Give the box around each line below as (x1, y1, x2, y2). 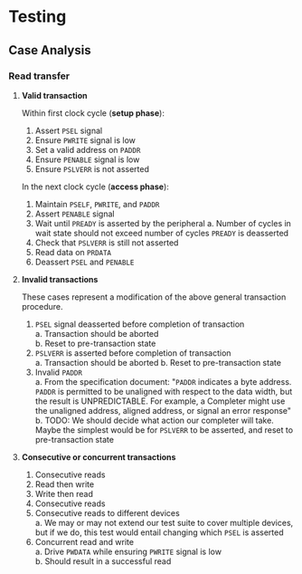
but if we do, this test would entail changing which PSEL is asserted (34, 527, 284, 538)
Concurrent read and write (34, 536, 135, 547)
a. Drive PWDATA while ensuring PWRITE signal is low (34, 546, 222, 557)
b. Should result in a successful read (34, 555, 172, 567)
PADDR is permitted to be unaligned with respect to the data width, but (34, 386, 293, 397)
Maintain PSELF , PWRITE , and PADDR (34, 198, 160, 209)
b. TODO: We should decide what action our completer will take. (34, 415, 275, 426)
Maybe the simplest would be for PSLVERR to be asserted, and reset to (34, 424, 294, 435)
